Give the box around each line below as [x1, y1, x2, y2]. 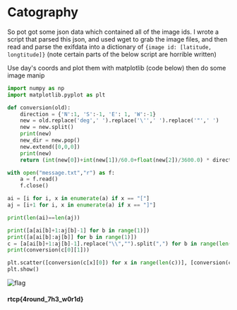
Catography [7, 4, 79, 20]
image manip [7, 71, 45, 80]
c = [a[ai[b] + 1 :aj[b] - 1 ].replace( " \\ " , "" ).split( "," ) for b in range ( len [7, 240, 229, 247]
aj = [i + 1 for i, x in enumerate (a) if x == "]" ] [7, 201, 157, 209]
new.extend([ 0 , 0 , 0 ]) [20, 143, 80, 150]
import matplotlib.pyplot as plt [7, 91, 106, 99]
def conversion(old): [7, 104, 71, 111]
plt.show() [7, 266, 39, 273]
